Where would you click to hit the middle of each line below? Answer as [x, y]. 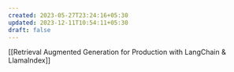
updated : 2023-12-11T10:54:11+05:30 [68, 23]
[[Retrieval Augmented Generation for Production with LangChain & [117, 52]
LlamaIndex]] [30, 60]
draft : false [30, 30]
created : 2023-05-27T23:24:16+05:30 [68, 15]
